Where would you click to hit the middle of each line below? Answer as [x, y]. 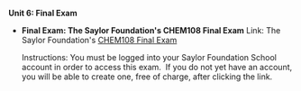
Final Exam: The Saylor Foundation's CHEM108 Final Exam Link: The [151, 30]
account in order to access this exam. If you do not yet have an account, [157, 67]
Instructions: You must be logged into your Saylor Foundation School [149, 57]
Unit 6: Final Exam [43, 13]
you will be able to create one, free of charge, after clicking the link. [147, 77]
